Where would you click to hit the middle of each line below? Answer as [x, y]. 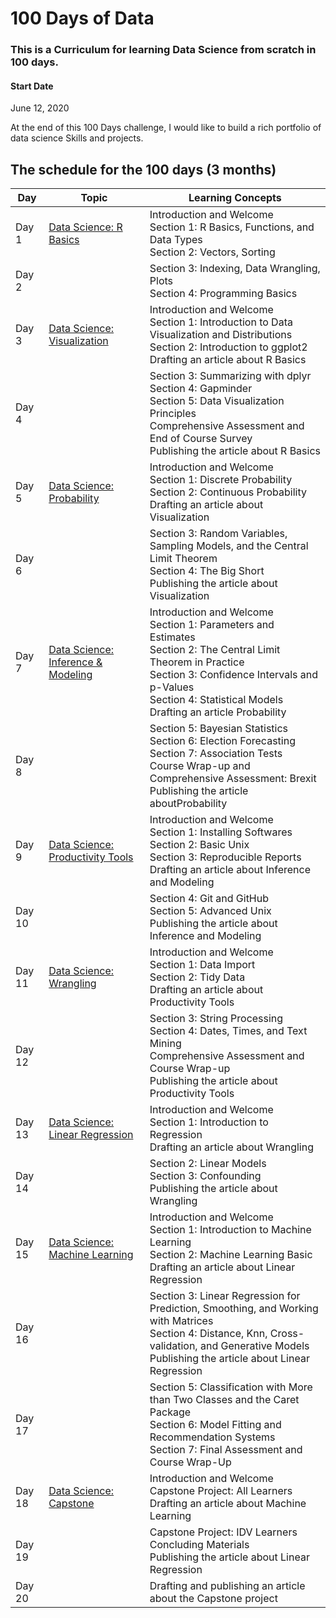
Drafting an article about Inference [230, 870]
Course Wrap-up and [200, 766]
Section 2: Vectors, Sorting [212, 252]
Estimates [172, 637]
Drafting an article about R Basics [228, 360]
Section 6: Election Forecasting [222, 741]
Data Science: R [85, 227]
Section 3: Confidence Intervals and [233, 675]
